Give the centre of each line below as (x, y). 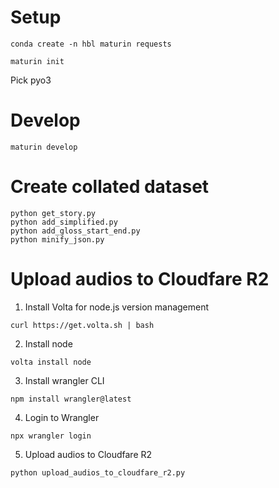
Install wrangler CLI (64, 380)
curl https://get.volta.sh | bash (82, 325)
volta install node (51, 362)
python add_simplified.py (64, 222)
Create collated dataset (110, 187)
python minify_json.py (57, 239)
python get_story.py (53, 213)
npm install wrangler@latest (71, 399)
